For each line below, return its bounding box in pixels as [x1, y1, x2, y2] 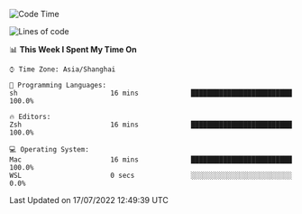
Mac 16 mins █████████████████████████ [9, 155, 293, 164]
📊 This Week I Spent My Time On [9, 44, 137, 54]
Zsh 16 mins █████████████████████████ [9, 120, 293, 129]
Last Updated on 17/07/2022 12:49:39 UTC [9, 195, 169, 205]
